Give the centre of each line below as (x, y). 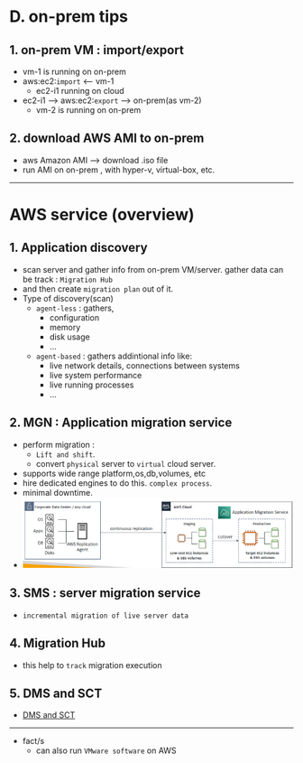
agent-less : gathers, (75, 308)
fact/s (33, 741)
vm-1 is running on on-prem (74, 71)
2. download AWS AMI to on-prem (107, 139)
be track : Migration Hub (67, 279)
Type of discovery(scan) (68, 298)
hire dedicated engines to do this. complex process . (117, 483)
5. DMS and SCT (56, 694)
